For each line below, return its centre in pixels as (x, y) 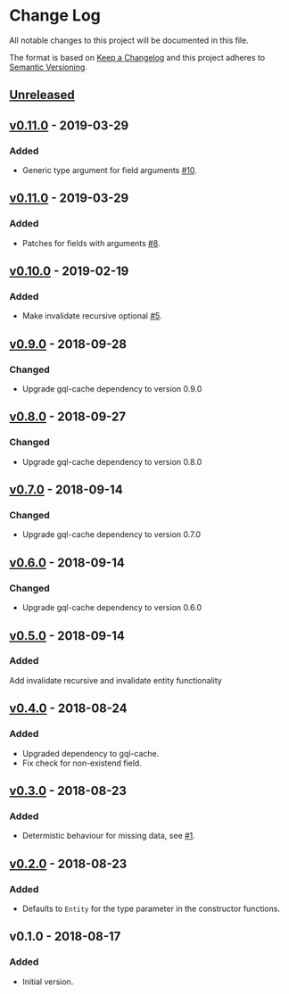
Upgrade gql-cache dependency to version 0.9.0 (112, 389)
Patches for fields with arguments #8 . (91, 243)
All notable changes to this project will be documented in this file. (129, 40)
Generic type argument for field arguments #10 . (110, 170)
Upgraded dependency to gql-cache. (91, 753)
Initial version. (48, 982)
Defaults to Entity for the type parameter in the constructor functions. (151, 908)
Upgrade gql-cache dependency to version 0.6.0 (112, 608)
